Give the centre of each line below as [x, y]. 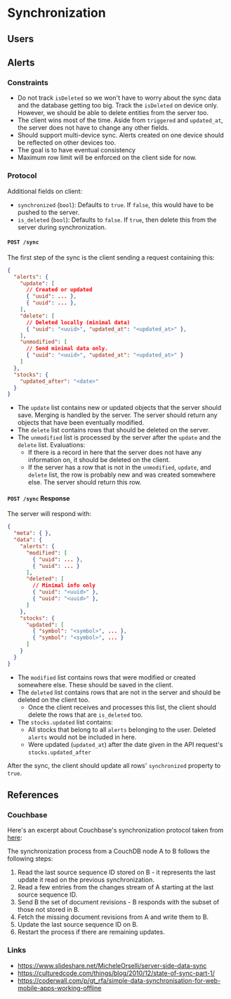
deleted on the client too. [53, 699]
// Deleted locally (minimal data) [78, 322]
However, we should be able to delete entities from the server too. [113, 113]
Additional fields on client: [45, 191]
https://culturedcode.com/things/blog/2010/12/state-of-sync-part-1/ [116, 973]
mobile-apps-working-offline [59, 988]
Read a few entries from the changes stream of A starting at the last [115, 887]
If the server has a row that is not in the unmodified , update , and [120, 468]
